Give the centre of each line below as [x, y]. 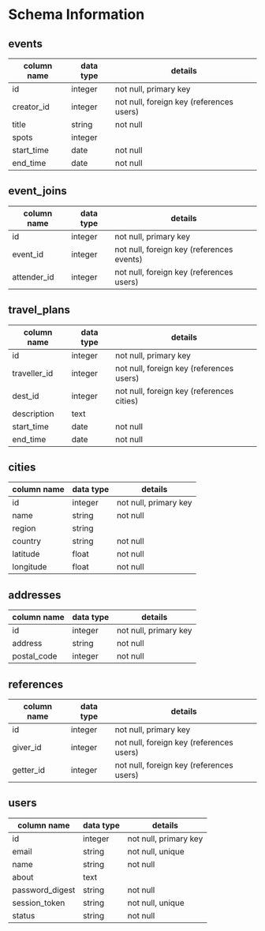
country [27, 541]
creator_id [31, 107]
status [24, 915]
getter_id [29, 770]
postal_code [35, 656]
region [24, 528]
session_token [39, 903]
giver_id [27, 748]
